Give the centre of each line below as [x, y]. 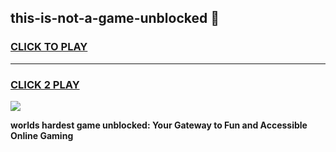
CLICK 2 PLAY [45, 84]
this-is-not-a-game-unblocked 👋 [115, 18]
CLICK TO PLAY [49, 47]
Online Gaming [42, 135]
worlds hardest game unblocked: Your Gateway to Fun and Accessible [159, 125]
